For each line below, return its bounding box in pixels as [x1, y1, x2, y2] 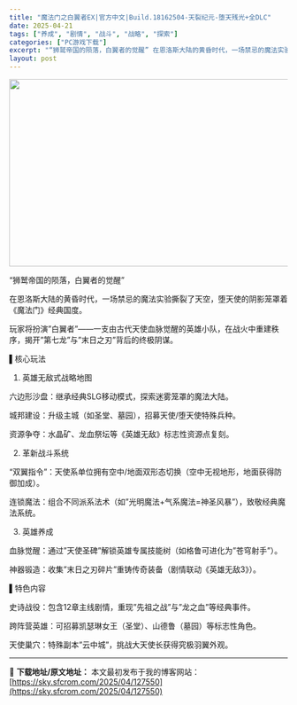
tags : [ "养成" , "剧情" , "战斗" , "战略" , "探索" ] [9, 29, 179, 38]
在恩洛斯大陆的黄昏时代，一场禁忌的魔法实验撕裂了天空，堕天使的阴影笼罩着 [9, 294, 288, 304]
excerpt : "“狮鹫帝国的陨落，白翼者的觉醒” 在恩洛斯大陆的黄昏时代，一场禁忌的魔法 [9, 46, 278, 55]
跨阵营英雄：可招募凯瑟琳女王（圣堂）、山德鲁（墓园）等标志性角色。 [9, 621, 261, 631]
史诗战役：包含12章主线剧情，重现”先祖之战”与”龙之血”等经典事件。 [9, 602, 255, 612]
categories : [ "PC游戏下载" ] [9, 37, 108, 47]
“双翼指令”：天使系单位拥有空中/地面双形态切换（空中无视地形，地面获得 [9, 466, 275, 477]
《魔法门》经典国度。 [9, 305, 87, 315]
